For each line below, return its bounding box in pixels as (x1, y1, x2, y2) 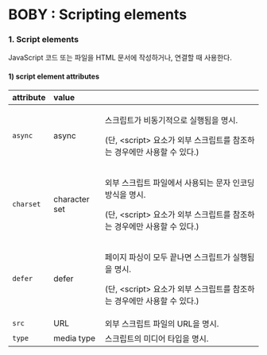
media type (53, 332, 96, 343)
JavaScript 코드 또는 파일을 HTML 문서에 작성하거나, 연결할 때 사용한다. (8, 53, 232, 63)
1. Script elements (8, 34, 79, 45)
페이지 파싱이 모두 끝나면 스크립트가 (104, 252, 231, 263)
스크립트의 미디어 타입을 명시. (104, 333, 209, 344)
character (53, 193, 90, 204)
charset (12, 199, 41, 208)
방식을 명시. (104, 189, 146, 200)
